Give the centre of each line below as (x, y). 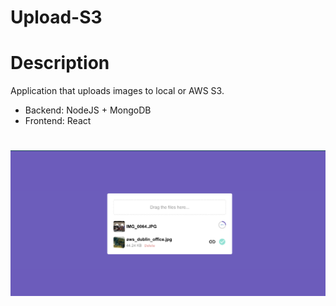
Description (60, 63)
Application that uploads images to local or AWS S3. (117, 91)
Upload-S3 (56, 17)
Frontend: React (58, 121)
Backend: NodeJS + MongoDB (88, 110)
